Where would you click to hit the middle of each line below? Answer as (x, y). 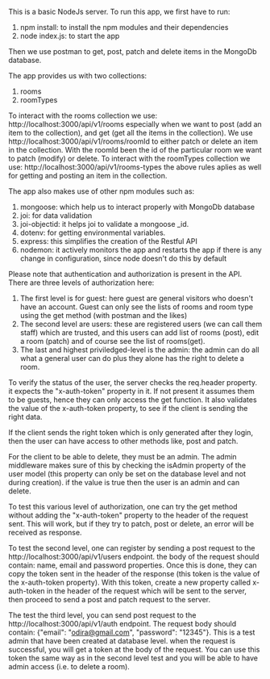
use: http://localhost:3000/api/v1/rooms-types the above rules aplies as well (135, 167)
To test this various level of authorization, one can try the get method (123, 507)
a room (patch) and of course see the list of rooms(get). (112, 341)
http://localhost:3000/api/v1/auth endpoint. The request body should (123, 624)
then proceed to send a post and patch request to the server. (110, 599)
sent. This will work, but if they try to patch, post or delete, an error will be (131, 524)
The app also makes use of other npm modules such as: (102, 191)
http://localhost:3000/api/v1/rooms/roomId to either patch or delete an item (133, 141)
